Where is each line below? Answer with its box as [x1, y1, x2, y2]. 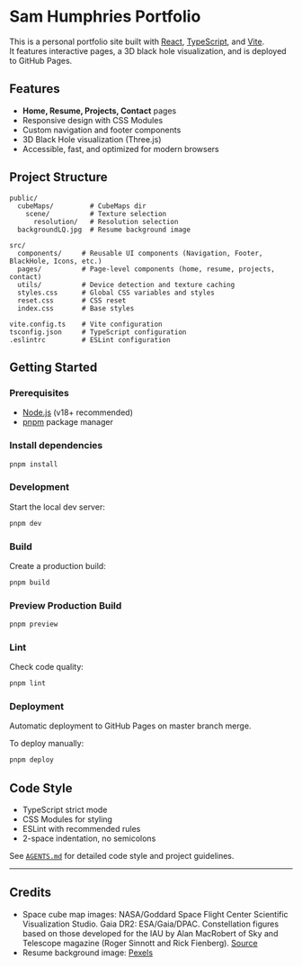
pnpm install [9, 459, 58, 469]
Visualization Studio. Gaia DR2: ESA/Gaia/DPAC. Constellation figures [22, 918, 280, 929]
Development [9, 481, 70, 493]
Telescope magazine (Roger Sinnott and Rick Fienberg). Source [22, 937, 258, 948]
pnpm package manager [22, 417, 114, 428]
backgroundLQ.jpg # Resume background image [17, 225, 191, 234]
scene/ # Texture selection [25, 209, 167, 218]
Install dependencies [9, 439, 103, 452]
